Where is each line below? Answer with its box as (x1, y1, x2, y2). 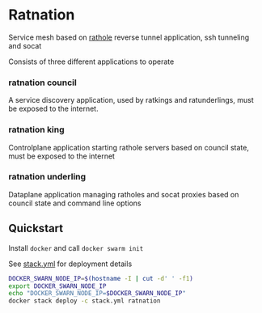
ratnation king (8, 124, 65, 135)
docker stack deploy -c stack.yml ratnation (8, 297, 161, 305)
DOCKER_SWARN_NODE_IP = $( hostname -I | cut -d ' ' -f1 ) (8, 274, 194, 282)
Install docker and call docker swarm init (8, 243, 144, 252)
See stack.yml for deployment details (8, 259, 133, 269)
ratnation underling (8, 171, 87, 183)
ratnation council (8, 77, 77, 88)
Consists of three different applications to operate (8, 57, 175, 66)
